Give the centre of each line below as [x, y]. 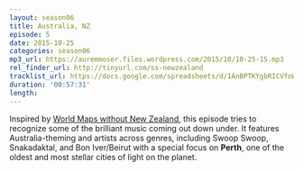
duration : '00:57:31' [50, 85]
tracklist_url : [38, 76]
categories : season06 [50, 51]
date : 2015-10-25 [42, 43]
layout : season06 [42, 18]
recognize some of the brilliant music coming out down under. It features [144, 128]
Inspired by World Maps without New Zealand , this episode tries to [133, 119]
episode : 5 [30, 34]
